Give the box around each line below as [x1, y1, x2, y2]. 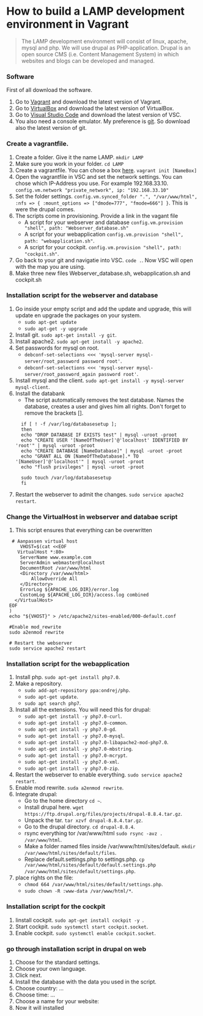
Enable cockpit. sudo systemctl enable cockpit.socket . [15, 929, 156, 936]
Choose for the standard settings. [15, 958, 100, 966]
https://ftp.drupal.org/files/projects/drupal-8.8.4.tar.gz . [24, 810, 182, 818]
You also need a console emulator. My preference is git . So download [15, 118, 190, 125]
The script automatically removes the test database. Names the [24, 396, 185, 404]
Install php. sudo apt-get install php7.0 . [15, 674, 120, 681]
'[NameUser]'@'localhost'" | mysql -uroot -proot [15, 458, 145, 465]
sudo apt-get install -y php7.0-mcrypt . [24, 751, 128, 759]
